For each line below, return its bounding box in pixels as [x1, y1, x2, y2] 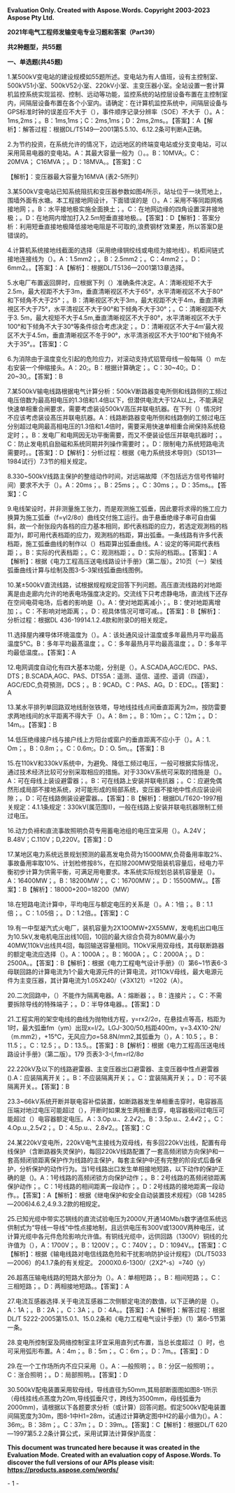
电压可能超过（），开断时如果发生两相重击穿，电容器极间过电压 [37, 1106, 219, 1114]
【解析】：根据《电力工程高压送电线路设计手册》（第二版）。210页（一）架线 [7, 557, 223, 565]
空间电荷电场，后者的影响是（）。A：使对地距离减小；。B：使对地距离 [13, 599, 215, 606]
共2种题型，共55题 [7, 43, 62, 51]
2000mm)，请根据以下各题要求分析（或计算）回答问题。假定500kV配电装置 [7, 1403, 226, 1411]
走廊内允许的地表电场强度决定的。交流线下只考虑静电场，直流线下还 [25, 589, 222, 598]
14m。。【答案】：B [7, 721, 57, 728]
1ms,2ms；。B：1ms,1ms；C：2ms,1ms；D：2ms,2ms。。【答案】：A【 [7, 116, 208, 125]
